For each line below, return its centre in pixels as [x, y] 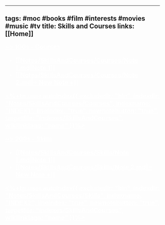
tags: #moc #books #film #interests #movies [75, 18]
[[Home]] [19, 34]
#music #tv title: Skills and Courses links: [70, 26]
